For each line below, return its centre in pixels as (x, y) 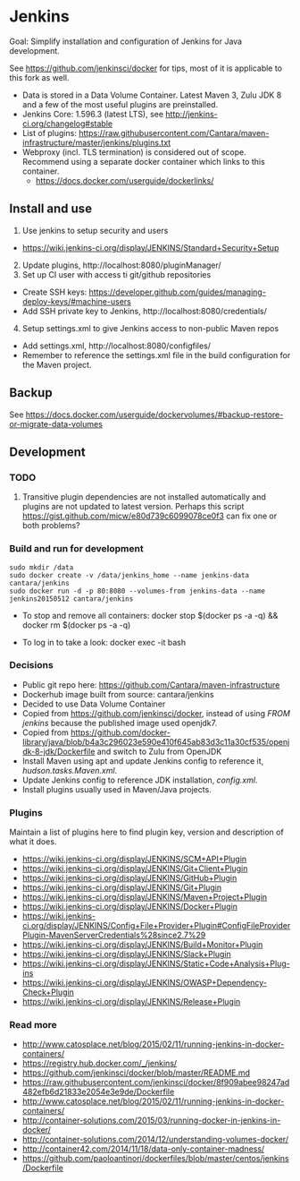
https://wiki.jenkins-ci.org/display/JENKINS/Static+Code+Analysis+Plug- (156, 963)
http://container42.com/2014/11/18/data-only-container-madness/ (143, 1149)
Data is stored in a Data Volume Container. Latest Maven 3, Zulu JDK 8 (152, 95)
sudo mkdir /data (42, 567)
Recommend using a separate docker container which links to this (143, 161)
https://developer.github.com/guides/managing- (177, 292)
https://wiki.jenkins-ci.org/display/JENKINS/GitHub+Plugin (129, 878)
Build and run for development (77, 549)
